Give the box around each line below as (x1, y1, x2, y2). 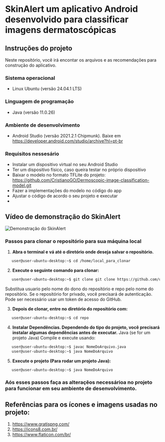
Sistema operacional (5, 74, 55, 81)
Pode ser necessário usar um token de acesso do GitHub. (5, 297, 122, 303)
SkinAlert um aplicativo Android (5, 3, 138, 15)
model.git (12, 182, 32, 188)
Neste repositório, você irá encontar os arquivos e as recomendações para (5, 57, 157, 63)
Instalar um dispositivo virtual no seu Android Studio (12, 162, 118, 168)
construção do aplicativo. (5, 63, 56, 68)
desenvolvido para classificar (5, 14, 129, 25)
